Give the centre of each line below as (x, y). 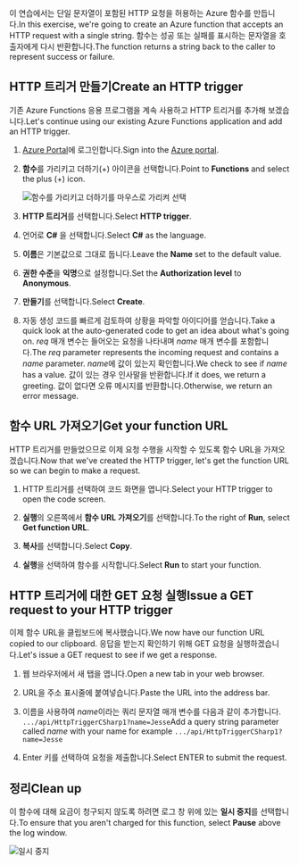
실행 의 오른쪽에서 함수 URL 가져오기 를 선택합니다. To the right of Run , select (156, 517)
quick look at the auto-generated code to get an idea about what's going (156, 330)
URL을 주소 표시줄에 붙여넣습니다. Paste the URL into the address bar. (146, 693)
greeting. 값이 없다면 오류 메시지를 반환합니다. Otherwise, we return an (147, 386)
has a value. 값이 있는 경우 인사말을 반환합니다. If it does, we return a (144, 374)
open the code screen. (64, 499)
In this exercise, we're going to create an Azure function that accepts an (151, 24)
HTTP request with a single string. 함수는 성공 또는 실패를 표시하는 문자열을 (143, 35)
